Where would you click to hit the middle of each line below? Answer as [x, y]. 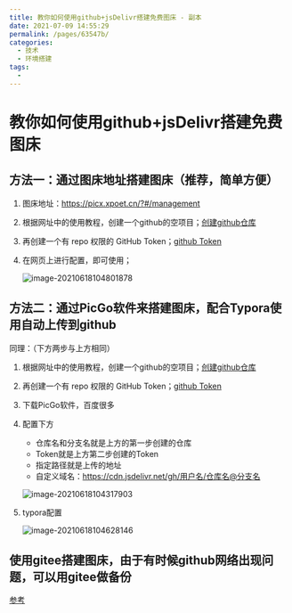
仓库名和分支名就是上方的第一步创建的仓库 [114, 443]
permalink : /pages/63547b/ [59, 34]
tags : [19, 68]
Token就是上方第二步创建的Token [97, 454]
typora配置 [42, 512]
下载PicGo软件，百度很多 [68, 405]
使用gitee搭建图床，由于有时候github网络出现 [136, 560]
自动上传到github [69, 325]
